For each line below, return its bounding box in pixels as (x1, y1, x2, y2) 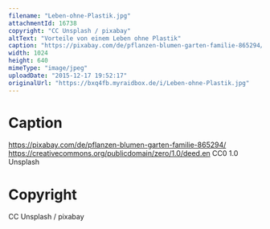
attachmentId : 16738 (8, 19, 78, 27)
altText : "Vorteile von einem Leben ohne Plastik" (8, 34, 182, 43)
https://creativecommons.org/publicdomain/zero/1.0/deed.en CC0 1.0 (8, 149, 239, 158)
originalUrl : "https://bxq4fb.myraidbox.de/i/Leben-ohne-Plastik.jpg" (8, 79, 250, 87)
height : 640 (8, 57, 48, 65)
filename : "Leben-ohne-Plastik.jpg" (8, 11, 131, 20)
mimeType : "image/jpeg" (8, 64, 88, 72)
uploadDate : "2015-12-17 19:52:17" (8, 72, 128, 80)
